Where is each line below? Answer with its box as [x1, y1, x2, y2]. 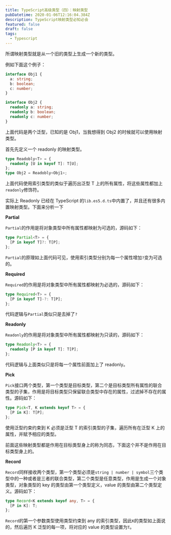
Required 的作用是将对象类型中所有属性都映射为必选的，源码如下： [5, 282, 144, 288]
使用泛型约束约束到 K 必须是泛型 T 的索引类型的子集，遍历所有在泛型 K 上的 [5, 425, 165, 431]
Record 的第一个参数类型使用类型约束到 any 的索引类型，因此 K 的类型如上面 [5, 518, 161, 524]
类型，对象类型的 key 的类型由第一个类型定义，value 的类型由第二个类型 [5, 481, 158, 488]
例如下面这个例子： [5, 61, 46, 67]
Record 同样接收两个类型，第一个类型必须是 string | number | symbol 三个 [5, 469, 159, 475]
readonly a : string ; [10, 105, 54, 110]
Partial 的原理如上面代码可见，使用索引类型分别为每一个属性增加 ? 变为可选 [5, 254, 162, 261]
